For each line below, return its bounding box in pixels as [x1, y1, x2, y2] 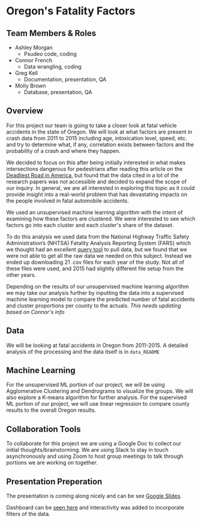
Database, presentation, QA [23, 89, 92, 95]
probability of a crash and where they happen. [6, 147, 121, 154]
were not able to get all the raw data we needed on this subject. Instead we [6, 252, 192, 259]
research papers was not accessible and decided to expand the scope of [6, 178, 187, 185]
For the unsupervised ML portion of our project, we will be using [6, 381, 165, 388]
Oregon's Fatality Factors [6, 4, 136, 18]
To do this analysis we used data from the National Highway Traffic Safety [6, 233, 190, 240]
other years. [6, 271, 37, 278]
